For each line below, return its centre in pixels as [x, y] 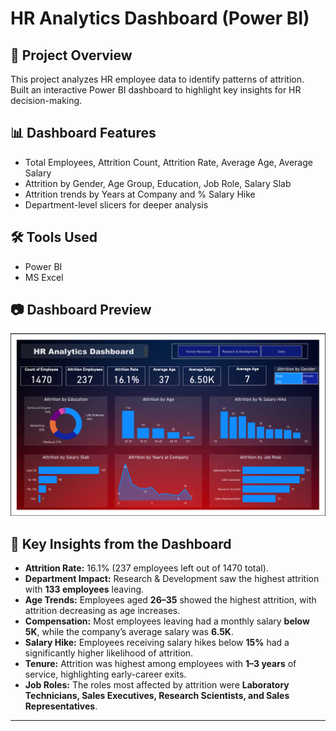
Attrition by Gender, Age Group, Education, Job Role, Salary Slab [158, 183]
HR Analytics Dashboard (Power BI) [160, 18]
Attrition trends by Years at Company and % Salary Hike [140, 194]
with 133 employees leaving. [84, 589]
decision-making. [46, 100]
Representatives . [61, 706]
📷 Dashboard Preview [81, 310]
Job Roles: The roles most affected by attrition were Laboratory [157, 685]
